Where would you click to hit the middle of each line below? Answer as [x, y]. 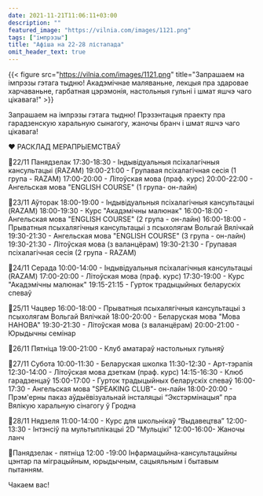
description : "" [35, 23]
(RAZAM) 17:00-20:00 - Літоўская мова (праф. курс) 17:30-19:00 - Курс [126, 276]
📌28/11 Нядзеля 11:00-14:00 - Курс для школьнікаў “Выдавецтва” [117, 421]
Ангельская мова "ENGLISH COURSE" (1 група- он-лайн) [103, 187]
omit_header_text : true [47, 52]
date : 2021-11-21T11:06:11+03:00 [63, 15]
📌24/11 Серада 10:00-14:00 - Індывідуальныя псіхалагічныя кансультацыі [130, 268]
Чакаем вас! [29, 485]
